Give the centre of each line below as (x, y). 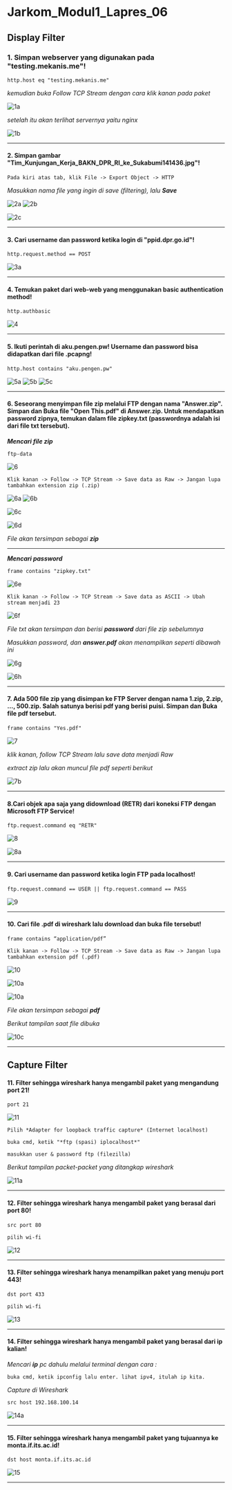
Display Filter (36, 38)
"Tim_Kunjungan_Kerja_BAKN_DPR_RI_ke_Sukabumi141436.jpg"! (104, 163)
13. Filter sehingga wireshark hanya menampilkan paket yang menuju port (116, 1272)
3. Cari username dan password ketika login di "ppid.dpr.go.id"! (101, 239)
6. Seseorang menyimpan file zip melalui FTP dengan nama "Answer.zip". (115, 404)
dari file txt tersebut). (39, 426)
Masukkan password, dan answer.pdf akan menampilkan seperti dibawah (114, 642)
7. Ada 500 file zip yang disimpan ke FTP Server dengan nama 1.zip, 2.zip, (115, 699)
